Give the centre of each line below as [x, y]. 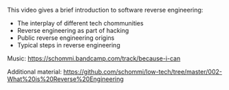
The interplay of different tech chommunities [80, 23]
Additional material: [34, 72]
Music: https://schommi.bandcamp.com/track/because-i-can [94, 58]
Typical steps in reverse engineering [68, 45]
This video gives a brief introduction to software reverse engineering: [105, 10]
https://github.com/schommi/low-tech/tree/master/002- [142, 72]
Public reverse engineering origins [66, 38]
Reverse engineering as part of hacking [73, 31]
